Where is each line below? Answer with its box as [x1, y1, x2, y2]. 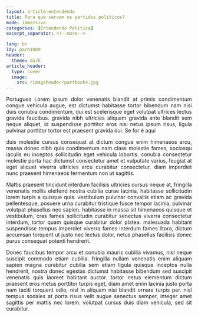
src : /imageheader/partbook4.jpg [16, 80, 99, 85]
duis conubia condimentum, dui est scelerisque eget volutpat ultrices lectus [6, 108, 192, 115]
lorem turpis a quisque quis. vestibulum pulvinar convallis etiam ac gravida [6, 194, 192, 201]
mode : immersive [6, 19, 46, 25]
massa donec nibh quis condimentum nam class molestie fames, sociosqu [6, 145, 192, 152]
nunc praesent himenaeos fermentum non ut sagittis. [6, 170, 135, 177]
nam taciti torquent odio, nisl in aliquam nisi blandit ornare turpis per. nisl [6, 286, 192, 293]
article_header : [6, 63, 46, 69]
